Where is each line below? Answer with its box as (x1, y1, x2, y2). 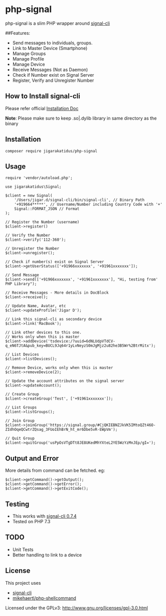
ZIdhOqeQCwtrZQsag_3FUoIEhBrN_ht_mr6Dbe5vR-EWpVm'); (5, 427, 118, 432)
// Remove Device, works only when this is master (5, 365, 113, 370)
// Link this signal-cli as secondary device (5, 317, 102, 322)
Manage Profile (12, 55, 44, 62)
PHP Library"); (5, 282, 37, 287)
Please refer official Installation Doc (5, 105, 79, 111)
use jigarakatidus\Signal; (5, 184, 62, 190)
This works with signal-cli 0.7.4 (12, 513, 77, 519)
